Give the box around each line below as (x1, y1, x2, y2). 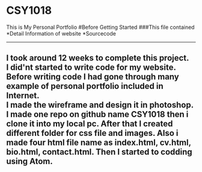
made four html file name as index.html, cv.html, (6, 138, 191, 148)
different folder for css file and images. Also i (6, 128, 179, 138)
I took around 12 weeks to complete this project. (6, 53, 189, 63)
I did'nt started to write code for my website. (6, 63, 176, 73)
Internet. (6, 91, 40, 101)
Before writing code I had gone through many (6, 72, 179, 82)
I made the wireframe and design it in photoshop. (6, 100, 194, 110)
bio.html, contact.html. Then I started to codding (6, 147, 192, 157)
